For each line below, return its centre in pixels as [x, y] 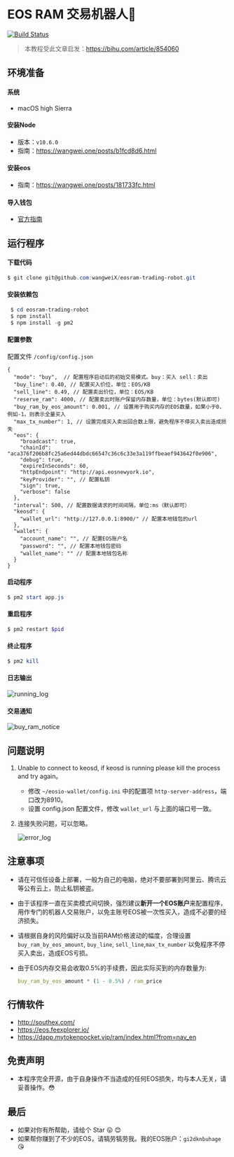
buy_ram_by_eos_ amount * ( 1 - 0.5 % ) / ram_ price [90, 981]
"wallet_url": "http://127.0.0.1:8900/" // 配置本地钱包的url [109, 519]
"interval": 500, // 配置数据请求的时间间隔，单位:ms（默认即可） [102, 505]
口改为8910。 [47, 800]
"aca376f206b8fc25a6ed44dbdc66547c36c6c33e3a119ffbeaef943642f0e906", [112, 453]
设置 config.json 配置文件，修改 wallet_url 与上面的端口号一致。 [122, 809]
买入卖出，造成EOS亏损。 [54, 952]
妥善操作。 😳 [36, 1088]
